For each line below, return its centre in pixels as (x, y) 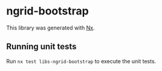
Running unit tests (41, 47)
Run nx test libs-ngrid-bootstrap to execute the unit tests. (81, 61)
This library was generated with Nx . (50, 28)
